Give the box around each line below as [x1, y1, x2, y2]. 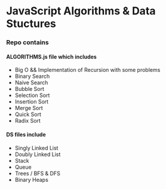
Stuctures [6, 17, 57, 31]
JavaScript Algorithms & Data [6, 4, 156, 18]
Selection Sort [14, 92, 50, 99]
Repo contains [6, 38, 49, 47]
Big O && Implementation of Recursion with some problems [14, 66, 161, 74]
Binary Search [14, 73, 50, 80]
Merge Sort [14, 105, 43, 112]
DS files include [6, 130, 46, 138]
